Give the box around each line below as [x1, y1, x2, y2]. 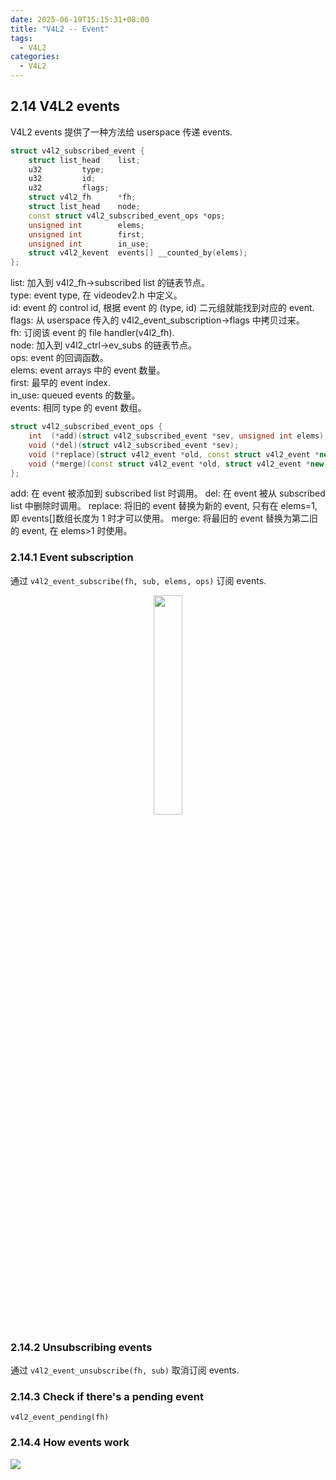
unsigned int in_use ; [28, 239, 150, 249]
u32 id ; [28, 174, 97, 184]
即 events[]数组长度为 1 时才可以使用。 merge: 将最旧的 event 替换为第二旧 [10, 512, 318, 525]
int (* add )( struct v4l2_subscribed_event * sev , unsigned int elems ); [28, 431, 329, 441]
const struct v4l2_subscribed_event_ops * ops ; [28, 211, 226, 221]
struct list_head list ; [28, 155, 141, 165]
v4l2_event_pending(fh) [10, 1412, 110, 1423]
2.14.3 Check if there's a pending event [10, 1389, 204, 1403]
